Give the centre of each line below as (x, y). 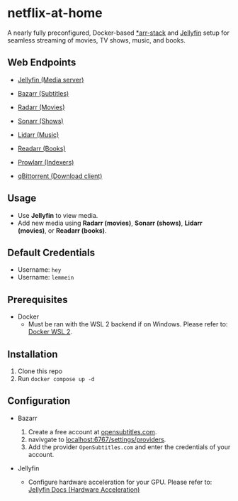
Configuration (39, 401)
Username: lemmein (46, 277)
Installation (33, 354)
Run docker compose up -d (56, 379)
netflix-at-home (55, 13)
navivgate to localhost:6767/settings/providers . (97, 439)
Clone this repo (40, 371)
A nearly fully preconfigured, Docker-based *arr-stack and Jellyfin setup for (119, 33)
